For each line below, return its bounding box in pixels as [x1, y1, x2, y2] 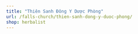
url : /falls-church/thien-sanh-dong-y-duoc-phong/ [6, 14, 133, 20]
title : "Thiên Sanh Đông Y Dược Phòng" [6, 8, 104, 14]
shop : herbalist [6, 19, 46, 25]
